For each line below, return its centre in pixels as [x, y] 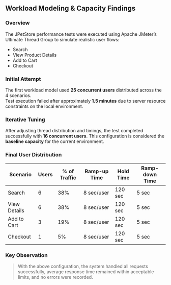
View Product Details [35, 55]
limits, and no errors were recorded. [55, 277]
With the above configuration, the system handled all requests [83, 266]
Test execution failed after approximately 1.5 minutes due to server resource [85, 101]
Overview [18, 23]
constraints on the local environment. [44, 106]
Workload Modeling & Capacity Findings [70, 8]
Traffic [68, 177]
